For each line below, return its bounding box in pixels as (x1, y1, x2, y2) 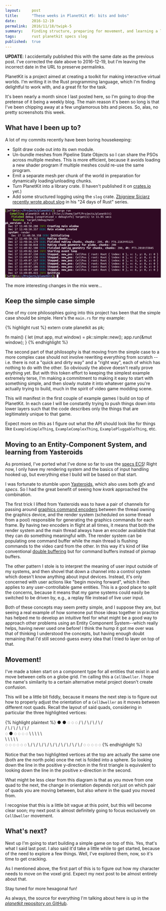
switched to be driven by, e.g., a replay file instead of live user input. (5, 595, 144, 601)
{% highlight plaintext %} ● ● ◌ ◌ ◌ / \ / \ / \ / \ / (5, 719, 103, 726)
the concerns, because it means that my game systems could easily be (5, 589, 150, 595)
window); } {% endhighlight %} (5, 339, 68, 345)
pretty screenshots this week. (5, 109, 66, 115)
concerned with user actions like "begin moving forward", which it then (5, 579, 150, 585)
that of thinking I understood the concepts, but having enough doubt (5, 630, 145, 637)
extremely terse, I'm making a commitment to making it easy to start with (5, 375, 154, 381)
